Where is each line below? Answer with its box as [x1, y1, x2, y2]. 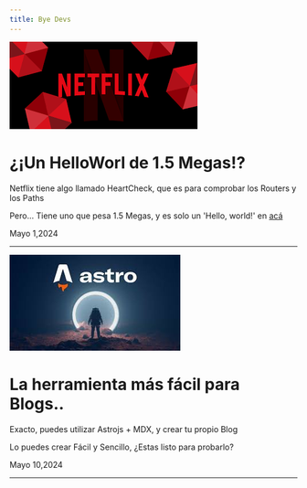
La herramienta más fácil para [9, 374, 240, 395]
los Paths [9, 192, 45, 203]
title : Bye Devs [9, 15, 71, 24]
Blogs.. [9, 393, 65, 414]
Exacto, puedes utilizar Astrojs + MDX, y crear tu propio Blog [9, 423, 238, 434]
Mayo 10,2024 [9, 459, 64, 470]
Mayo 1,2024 [9, 228, 58, 239]
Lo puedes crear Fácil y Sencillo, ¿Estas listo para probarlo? [9, 441, 235, 452]
